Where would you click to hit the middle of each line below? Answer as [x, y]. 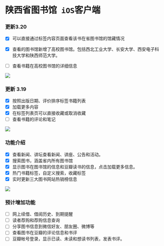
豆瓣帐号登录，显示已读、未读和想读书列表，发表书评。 [68, 239]
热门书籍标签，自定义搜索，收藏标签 [49, 173]
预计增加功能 [20, 202]
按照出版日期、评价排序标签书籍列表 [49, 101]
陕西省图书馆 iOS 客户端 [53, 10]
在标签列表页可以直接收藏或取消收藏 [49, 113]
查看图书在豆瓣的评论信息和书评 [45, 233]
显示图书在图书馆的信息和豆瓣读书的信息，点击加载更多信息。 [75, 166]
